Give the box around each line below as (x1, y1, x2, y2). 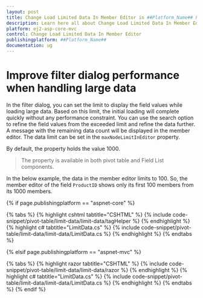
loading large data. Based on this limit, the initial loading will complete (6, 107, 179, 115)
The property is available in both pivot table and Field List (21, 156, 164, 163)
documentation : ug (6, 43, 53, 49)
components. (21, 163, 54, 170)
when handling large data (6, 81, 137, 95)
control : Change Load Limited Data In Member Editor (6, 31, 142, 37)
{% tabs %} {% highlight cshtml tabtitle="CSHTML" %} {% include (6, 211, 172, 218)
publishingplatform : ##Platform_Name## (6, 37, 107, 43)
